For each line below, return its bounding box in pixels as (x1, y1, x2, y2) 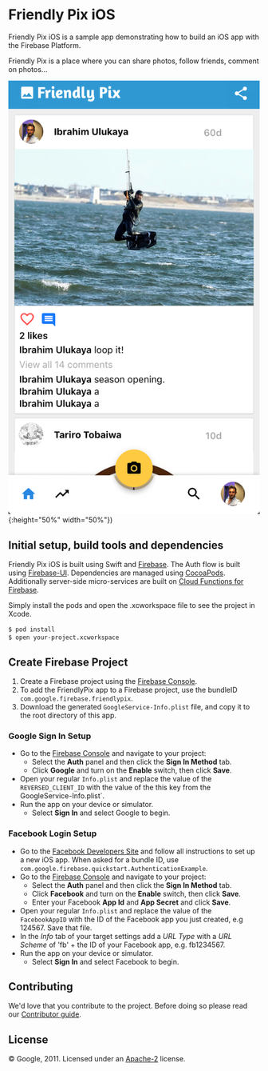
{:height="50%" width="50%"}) (8, 515, 113, 525)
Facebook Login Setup (8, 828, 97, 839)
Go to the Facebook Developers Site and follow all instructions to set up (19, 846, 255, 856)
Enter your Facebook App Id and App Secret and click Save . (31, 897, 231, 907)
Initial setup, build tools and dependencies (8, 538, 224, 552)
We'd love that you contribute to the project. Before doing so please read (8, 1001, 248, 1011)
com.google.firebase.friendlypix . (19, 693, 133, 703)
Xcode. (8, 609, 32, 619)
